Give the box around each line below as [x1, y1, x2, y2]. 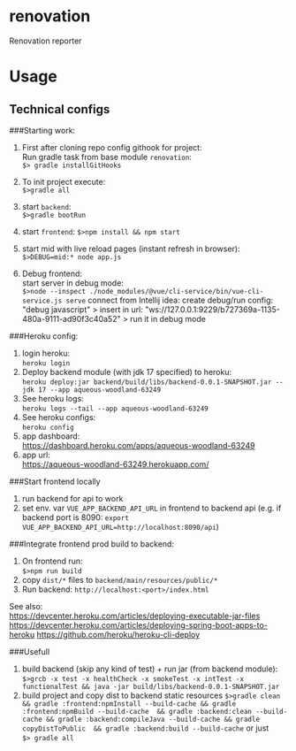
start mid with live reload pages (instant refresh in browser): [21, 243, 240, 254]
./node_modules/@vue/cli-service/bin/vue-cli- [89, 287, 264, 295]
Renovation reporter [9, 35, 82, 46]
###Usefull [9, 646, 50, 656]
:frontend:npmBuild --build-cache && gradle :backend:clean [21, 707, 253, 716]
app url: [21, 449, 50, 460]
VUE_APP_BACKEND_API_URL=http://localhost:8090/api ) [21, 521, 219, 532]
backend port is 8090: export [21, 511, 130, 523]
